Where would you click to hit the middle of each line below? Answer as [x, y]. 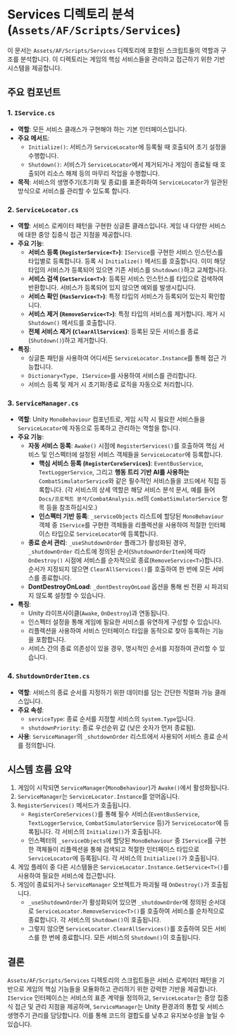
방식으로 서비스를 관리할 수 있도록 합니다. [74, 190]
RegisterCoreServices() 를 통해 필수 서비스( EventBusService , [114, 814]
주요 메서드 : [33, 137]
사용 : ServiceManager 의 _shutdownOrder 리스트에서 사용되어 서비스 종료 [116, 736]
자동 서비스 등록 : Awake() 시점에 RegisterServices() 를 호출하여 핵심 [122, 446]
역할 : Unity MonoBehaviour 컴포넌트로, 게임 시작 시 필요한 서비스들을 [111, 419]
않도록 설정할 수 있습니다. [70, 596]
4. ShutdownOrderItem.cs [49, 676]
